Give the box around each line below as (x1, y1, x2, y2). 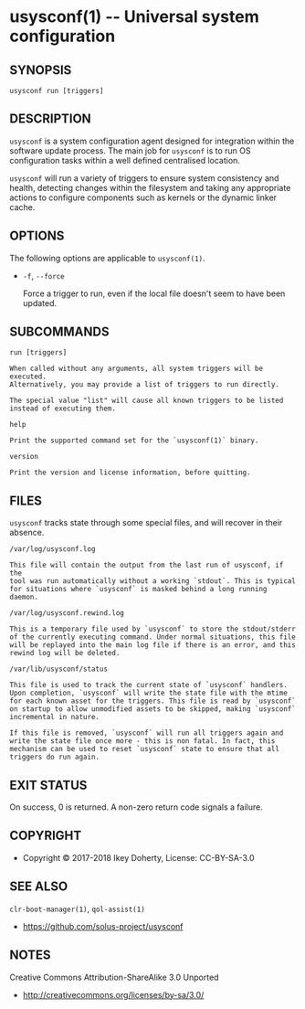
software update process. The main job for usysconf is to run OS (9, 144, 251, 156)
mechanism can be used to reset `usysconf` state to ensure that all (9, 745, 280, 754)
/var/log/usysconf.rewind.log (9, 609, 125, 618)
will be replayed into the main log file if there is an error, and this (9, 641, 297, 650)
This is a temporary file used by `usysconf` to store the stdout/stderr (9, 624, 297, 634)
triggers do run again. (9, 752, 100, 762)
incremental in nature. (9, 713, 100, 722)
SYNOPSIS (9, 62, 72, 78)
